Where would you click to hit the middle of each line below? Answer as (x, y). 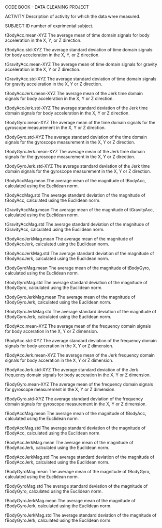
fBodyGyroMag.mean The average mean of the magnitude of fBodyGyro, (78, 472)
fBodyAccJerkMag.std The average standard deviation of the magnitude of (80, 457)
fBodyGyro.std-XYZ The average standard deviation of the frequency (74, 399)
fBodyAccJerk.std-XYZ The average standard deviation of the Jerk (72, 370)
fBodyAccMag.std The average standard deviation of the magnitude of (75, 428)
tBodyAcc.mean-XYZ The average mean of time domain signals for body (77, 35)
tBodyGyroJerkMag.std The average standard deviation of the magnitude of (81, 312)
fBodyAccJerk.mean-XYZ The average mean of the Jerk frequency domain (80, 355)
